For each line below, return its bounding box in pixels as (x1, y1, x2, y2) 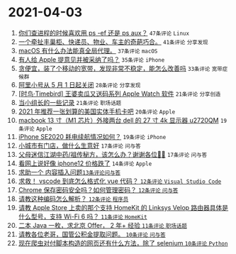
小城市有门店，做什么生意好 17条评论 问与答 (18, 141, 141, 150)
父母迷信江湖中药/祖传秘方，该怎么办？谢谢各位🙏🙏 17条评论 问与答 (18, 150, 208, 158)
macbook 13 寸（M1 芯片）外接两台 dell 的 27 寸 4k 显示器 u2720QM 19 (18, 116, 227, 124)
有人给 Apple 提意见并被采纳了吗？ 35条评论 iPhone (18, 55, 165, 64)
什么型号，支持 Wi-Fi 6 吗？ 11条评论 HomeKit (18, 212, 147, 221)
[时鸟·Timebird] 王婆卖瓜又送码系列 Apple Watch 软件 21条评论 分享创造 (18, 89, 221, 98)
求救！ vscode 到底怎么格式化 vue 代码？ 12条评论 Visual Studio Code (18, 177, 222, 185)
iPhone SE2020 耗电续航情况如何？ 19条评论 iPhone (18, 132, 167, 140)
